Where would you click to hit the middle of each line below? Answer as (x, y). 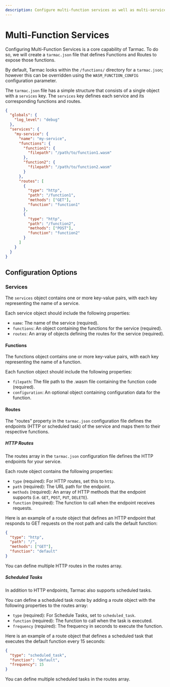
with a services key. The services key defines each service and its (75, 96)
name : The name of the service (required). (55, 323)
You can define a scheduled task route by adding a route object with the (80, 600)
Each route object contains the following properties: (59, 471)
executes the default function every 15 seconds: (55, 641)
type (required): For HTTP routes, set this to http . (64, 481)
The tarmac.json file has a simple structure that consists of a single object (82, 90)
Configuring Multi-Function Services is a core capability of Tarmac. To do (82, 49)
